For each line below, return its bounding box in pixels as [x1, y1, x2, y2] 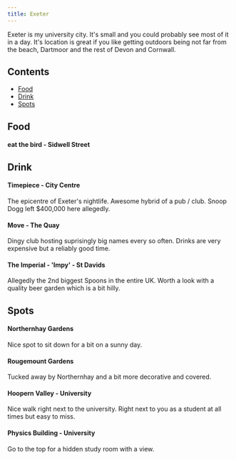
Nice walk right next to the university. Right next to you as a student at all [7, 404, 222, 414]
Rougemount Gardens [7, 357, 74, 365]
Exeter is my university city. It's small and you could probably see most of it [7, 30, 230, 39]
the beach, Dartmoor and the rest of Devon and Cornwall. [7, 45, 176, 53]
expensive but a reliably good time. [7, 244, 111, 253]
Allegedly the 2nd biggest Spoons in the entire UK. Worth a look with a [7, 276, 215, 285]
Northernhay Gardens [7, 324, 74, 333]
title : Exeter [7, 10, 50, 18]
